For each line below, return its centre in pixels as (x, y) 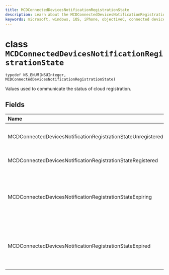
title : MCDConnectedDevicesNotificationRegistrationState (67, 10)
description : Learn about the (37, 15)
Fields (15, 104)
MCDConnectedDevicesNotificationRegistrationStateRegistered (83, 160)
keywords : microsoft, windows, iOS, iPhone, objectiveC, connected (77, 19)
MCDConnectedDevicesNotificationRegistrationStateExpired (79, 246)
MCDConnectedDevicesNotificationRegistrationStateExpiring (80, 197)
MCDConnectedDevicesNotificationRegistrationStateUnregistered (86, 137)
